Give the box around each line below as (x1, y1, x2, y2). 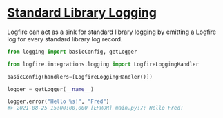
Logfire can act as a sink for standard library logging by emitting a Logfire (7, 28, 217, 36)
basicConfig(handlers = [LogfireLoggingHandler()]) (7, 73, 153, 80)
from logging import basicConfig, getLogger (7, 48, 137, 55)
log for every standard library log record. (7, 35, 123, 43)
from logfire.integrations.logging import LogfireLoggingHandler (7, 61, 199, 68)
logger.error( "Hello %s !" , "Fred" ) (7, 98, 110, 105)
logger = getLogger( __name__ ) (7, 86, 95, 92)
